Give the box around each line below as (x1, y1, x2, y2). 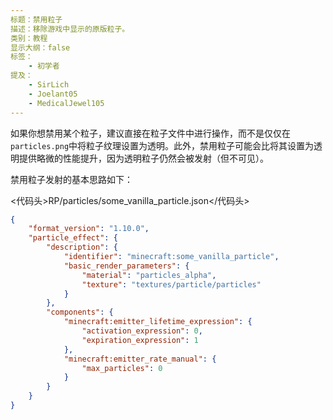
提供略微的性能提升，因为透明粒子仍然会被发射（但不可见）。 (18, 152, 269, 164)
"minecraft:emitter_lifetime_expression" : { (63, 317, 253, 327)
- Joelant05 (28, 89, 78, 99)
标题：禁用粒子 (10, 14, 63, 25)
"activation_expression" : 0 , (81, 326, 203, 336)
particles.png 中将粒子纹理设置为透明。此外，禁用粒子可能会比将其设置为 (10, 139, 315, 151)
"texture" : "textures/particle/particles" (81, 279, 262, 290)
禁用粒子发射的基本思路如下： (10, 173, 133, 185)
